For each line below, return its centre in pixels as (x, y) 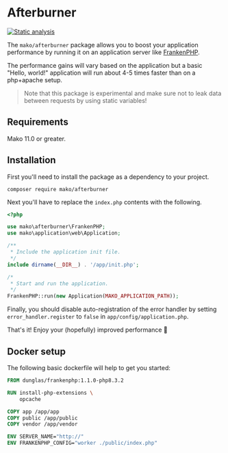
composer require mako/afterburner (58, 189)
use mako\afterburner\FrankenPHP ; (56, 227)
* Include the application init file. (65, 252)
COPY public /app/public (42, 418)
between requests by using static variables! (85, 100)
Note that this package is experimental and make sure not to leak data (123, 93)
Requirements (38, 122)
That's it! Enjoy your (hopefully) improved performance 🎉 (87, 330)
